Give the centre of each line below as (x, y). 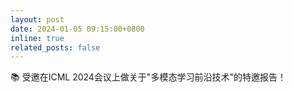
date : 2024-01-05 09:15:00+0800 (77, 29)
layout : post (37, 19)
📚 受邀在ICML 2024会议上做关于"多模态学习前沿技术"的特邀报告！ (148, 77)
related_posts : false (55, 47)
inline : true (37, 38)
